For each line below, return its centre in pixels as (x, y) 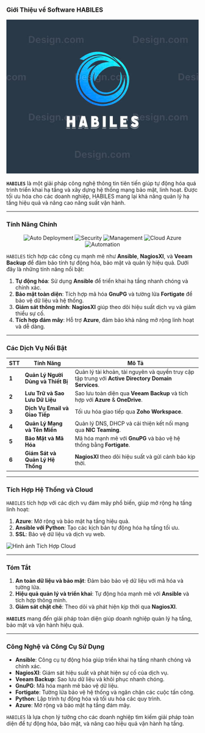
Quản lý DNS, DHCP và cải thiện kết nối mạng (132, 423)
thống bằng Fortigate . (103, 445)
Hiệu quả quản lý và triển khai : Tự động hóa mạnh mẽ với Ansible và (102, 594)
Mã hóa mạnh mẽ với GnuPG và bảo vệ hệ (128, 438)
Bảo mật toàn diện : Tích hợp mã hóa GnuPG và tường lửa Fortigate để (104, 294)
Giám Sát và (41, 453)
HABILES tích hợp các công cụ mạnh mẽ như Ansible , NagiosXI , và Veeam (99, 256)
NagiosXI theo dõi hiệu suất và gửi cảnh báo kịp (135, 456)
